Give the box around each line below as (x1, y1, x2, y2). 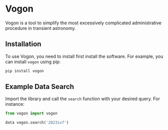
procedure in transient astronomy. (5, 25, 76, 31)
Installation (5, 40, 41, 49)
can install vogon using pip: (5, 59, 61, 65)
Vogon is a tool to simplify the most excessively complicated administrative (5, 20, 162, 26)
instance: (5, 101, 25, 107)
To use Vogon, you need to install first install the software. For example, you (5, 53, 163, 59)
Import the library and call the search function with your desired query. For (5, 96, 160, 102)
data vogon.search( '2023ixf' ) (5, 120, 69, 125)
